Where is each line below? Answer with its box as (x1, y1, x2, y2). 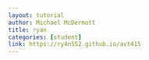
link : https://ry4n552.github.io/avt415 (8, 41, 142, 48)
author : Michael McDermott (8, 19, 96, 26)
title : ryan (8, 26, 47, 34)
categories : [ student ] (8, 33, 82, 41)
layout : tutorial (8, 11, 65, 19)
